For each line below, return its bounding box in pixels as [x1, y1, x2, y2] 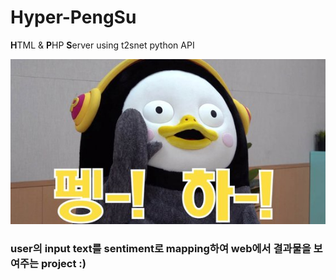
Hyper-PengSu [10, 6, 137, 29]
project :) [41, 256, 87, 270]
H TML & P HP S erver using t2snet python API [10, 39, 195, 51]
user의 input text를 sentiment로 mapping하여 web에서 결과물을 [10, 241, 312, 255]
